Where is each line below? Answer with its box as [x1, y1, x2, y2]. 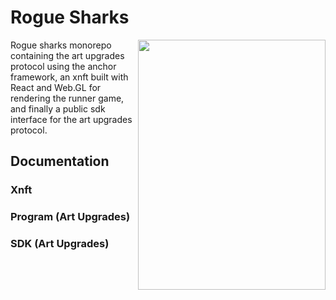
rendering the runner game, [10, 92, 125, 104]
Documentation [10, 153, 110, 170]
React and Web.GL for [10, 81, 102, 93]
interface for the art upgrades [10, 113, 133, 125]
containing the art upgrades [10, 49, 125, 61]
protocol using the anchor [10, 60, 117, 72]
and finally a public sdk [10, 102, 106, 115]
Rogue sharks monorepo [10, 39, 112, 51]
